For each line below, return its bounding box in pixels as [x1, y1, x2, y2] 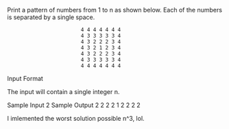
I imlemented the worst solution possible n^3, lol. [7, 115, 145, 122]
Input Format [7, 75, 43, 82]
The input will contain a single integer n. [7, 88, 120, 95]
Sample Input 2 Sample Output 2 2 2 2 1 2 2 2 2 [7, 101, 141, 109]
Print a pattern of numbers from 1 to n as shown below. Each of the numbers [7, 6, 223, 14]
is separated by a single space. [7, 13, 95, 21]
